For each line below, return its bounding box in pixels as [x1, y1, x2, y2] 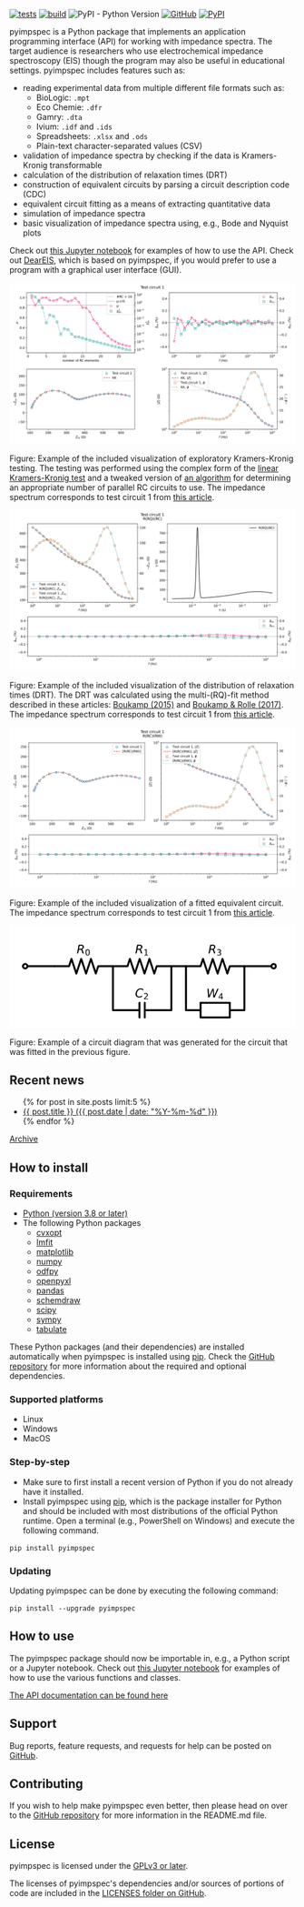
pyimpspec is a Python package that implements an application [9, 26, 247, 36]
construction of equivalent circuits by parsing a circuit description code [22, 179, 290, 190]
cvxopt [35, 1228, 63, 1238]
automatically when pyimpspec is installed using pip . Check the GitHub [9, 1351, 275, 1361]
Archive [9, 1133, 39, 1145]
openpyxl [35, 1276, 72, 1286]
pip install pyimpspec [9, 1543, 95, 1552]
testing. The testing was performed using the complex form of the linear [9, 462, 279, 473]
